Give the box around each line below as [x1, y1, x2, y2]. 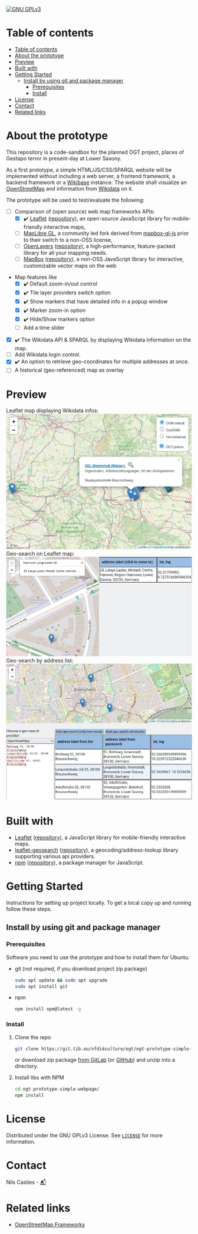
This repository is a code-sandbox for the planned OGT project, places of [6, 148, 184, 156]
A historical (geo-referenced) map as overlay [14, 366, 124, 374]
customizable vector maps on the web [23, 262, 117, 270]
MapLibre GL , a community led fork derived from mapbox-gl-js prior [23, 229, 189, 237]
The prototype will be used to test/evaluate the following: [6, 196, 145, 204]
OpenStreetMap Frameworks [14, 1221, 85, 1228]
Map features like [14, 274, 57, 281]
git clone [14, 1046, 39, 1052]
